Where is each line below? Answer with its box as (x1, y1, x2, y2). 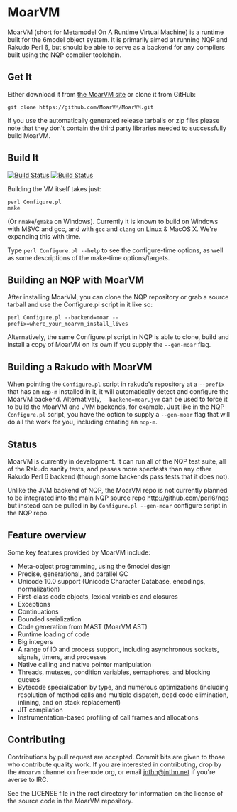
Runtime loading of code (17, 630, 90, 639)
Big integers (17, 637, 53, 646)
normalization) (17, 584, 60, 593)
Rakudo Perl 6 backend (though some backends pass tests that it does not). (7, 472, 229, 481)
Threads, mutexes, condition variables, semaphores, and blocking (17, 668, 211, 676)
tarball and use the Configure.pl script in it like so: (7, 300, 153, 309)
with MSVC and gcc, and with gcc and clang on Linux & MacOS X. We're (7, 225, 218, 233)
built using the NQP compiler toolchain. (7, 50, 122, 59)
